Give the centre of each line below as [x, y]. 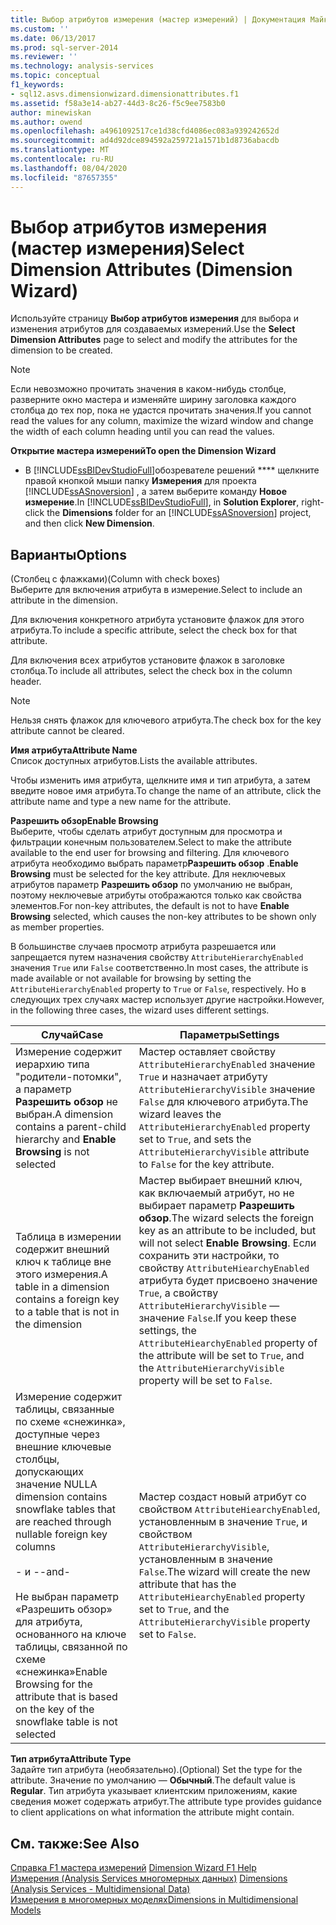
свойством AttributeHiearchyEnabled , [229, 1509]
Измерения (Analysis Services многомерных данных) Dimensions [149, 1878]
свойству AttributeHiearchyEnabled [224, 1268]
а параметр [43, 1089]
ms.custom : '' [40, 29]
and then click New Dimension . [89, 523]
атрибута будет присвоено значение [228, 1281]
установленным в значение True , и [223, 1522]
